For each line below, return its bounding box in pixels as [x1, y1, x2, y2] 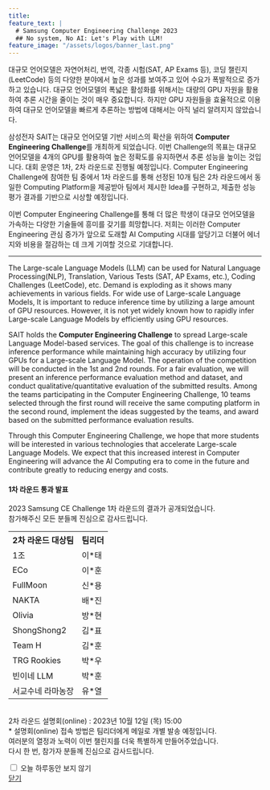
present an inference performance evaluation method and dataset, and [8, 373, 243, 383]
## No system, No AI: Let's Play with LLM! [15, 34, 163, 43]
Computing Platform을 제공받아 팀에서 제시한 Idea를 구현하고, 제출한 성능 [22, 182, 256, 192]
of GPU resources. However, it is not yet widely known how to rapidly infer [8, 306, 255, 316]
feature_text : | [8, 19, 63, 27]
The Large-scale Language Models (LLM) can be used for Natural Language [8, 263, 261, 273]
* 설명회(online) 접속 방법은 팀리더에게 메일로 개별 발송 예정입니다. [8, 727, 217, 736]
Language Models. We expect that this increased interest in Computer [8, 448, 240, 458]
